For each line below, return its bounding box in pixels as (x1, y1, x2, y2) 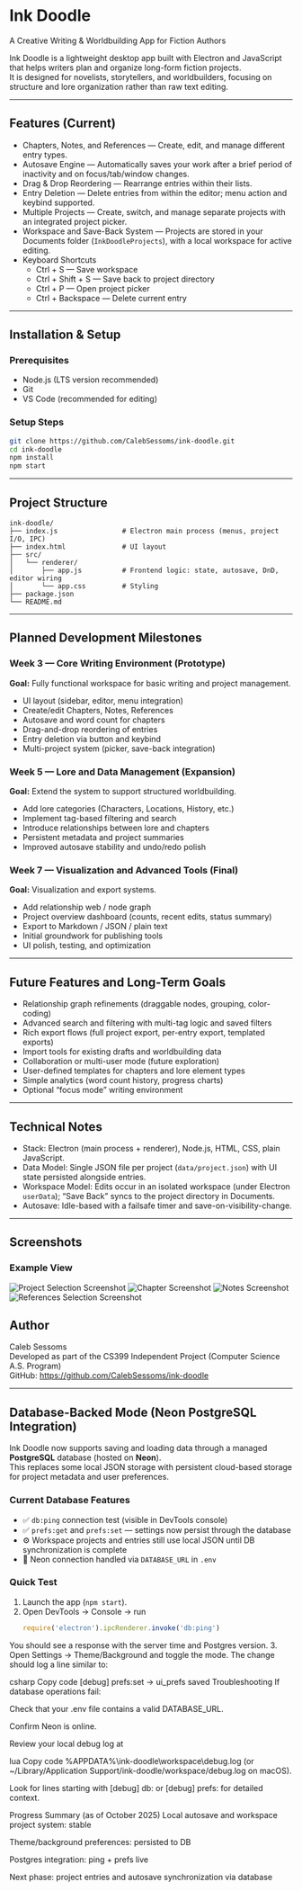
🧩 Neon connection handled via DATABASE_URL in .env (22, 1554, 218, 1564)
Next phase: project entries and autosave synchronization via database (9, 1871, 272, 1882)
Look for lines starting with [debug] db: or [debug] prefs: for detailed (9, 1782, 263, 1793)
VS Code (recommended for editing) (22, 393, 158, 405)
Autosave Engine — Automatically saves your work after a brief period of (22, 158, 292, 169)
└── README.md (9, 597, 63, 607)
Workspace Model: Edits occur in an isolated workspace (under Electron (22, 1180, 290, 1192)
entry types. (22, 149, 67, 160)
